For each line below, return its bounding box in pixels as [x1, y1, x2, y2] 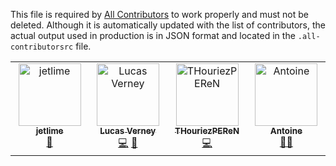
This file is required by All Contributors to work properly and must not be [10, 9, 310, 20]
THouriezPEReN [174, 125, 240, 136]
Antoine [269, 125, 303, 136]
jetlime [35, 125, 64, 136]
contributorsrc [10, 42, 74, 52]
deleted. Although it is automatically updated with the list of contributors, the [10, 19, 326, 31]
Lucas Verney [99, 125, 157, 136]
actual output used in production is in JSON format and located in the [10, 30, 296, 41]
